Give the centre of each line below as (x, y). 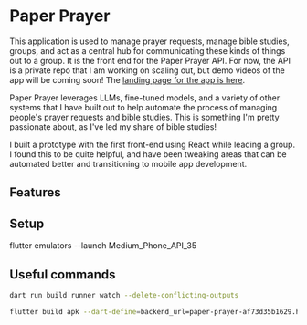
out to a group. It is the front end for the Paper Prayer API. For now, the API (150, 60)
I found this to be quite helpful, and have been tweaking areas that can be (148, 154)
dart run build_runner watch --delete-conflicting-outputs (124, 295)
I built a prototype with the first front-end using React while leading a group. (152, 144)
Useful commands (63, 274)
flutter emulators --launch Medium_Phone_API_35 (103, 246)
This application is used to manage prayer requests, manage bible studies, (149, 41)
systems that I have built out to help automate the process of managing (143, 107)
